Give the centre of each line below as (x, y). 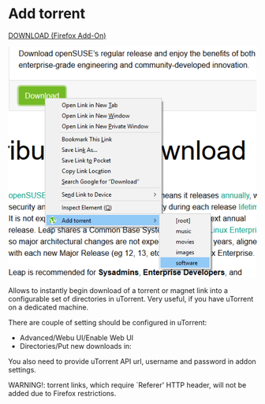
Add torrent (47, 14)
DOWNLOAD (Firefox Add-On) (57, 35)
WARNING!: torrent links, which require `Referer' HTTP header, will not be (127, 385)
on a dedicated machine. (49, 307)
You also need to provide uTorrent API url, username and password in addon (132, 361)
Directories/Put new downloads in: (75, 346)
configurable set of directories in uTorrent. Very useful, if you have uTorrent (131, 298)
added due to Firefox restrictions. (62, 393)
